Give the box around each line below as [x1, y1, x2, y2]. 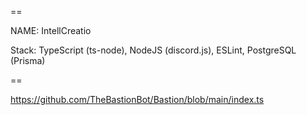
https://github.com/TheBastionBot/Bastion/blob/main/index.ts [10, 94, 265, 105]
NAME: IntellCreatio [10, 25, 92, 36]
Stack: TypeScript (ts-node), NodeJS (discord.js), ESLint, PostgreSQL [10, 44, 297, 56]
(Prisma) [10, 55, 46, 66]
